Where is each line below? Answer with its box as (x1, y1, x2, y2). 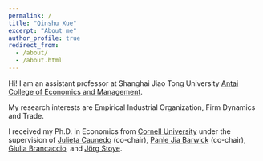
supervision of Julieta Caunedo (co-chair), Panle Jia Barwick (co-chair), (8, 135, 246, 144)
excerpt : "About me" (8, 26, 78, 34)
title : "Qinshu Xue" (8, 19, 78, 27)
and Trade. (8, 111, 44, 120)
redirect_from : (8, 42, 59, 50)
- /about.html (15, 57, 63, 65)
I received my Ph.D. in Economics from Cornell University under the (8, 126, 231, 136)
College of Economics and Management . (8, 87, 143, 96)
